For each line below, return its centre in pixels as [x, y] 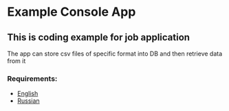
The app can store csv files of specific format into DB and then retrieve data [115, 53]
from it [17, 61]
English [28, 94]
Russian [28, 101]
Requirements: [32, 78]
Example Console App [72, 12]
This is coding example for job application [99, 37]
